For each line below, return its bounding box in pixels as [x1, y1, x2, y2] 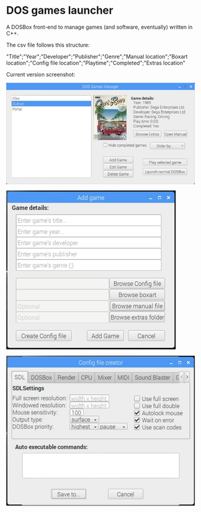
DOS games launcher [6, 4, 114, 17]
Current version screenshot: [6, 71, 76, 78]
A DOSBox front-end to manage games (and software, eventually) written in [6, 23, 193, 31]
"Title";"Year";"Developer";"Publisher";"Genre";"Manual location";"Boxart [6, 53, 188, 60]
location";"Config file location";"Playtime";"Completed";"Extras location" [6, 59, 185, 66]
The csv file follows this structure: [6, 41, 90, 48]
